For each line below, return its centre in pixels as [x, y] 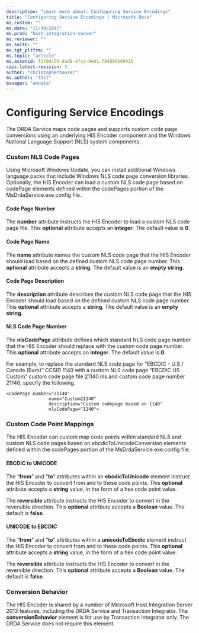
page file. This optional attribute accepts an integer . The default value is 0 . [98, 228]
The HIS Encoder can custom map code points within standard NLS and [94, 437]
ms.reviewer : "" [26, 39]
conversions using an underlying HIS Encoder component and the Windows [99, 135]
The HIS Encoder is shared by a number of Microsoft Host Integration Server [99, 605]
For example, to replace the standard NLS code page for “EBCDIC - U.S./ [95, 364]
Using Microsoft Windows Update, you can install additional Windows [91, 170]
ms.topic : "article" [32, 56]
